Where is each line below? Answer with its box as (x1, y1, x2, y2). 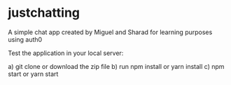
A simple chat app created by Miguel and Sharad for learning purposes (8, 28, 213, 36)
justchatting (8, 5, 80, 21)
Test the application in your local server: (8, 49, 124, 57)
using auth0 (8, 35, 43, 43)
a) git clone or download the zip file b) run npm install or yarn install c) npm (8, 62, 225, 70)
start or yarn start (8, 70, 59, 78)
